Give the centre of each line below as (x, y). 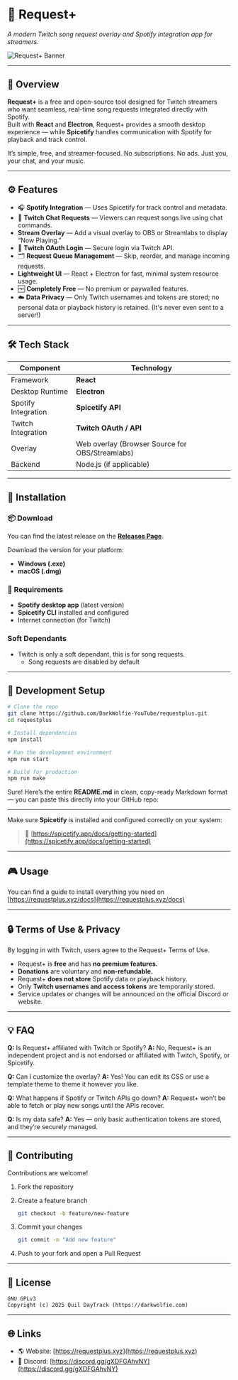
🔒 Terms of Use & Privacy (64, 929)
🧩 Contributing (40, 1156)
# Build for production (42, 772)
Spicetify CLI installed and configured (73, 613)
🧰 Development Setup (56, 691)
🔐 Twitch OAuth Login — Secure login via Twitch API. (96, 247)
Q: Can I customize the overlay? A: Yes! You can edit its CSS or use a (108, 1077)
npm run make (27, 778)
